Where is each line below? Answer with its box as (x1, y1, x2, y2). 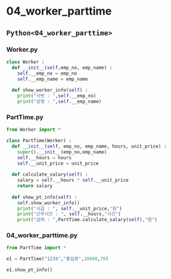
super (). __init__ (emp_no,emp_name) (17, 149, 107, 155)
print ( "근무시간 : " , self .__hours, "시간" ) (17, 211, 121, 217)
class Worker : (6, 59, 45, 65)
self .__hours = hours (17, 154, 72, 160)
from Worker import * (6, 126, 61, 133)
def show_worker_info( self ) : (12, 87, 88, 94)
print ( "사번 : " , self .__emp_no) (17, 93, 96, 99)
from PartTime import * (6, 245, 67, 251)
